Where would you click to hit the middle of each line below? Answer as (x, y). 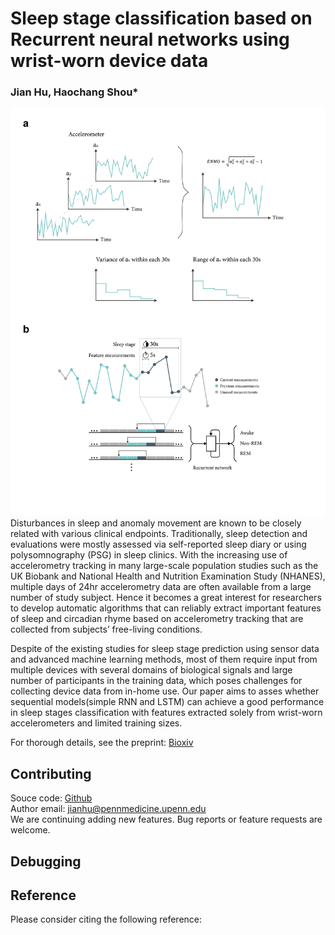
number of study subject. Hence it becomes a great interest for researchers (166, 598)
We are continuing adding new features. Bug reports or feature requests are (166, 819)
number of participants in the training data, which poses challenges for (156, 681)
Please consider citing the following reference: (106, 919)
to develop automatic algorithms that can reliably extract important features (166, 608)
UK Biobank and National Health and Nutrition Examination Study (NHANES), (168, 576)
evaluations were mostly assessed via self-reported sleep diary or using (158, 544)
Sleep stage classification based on (161, 18)
